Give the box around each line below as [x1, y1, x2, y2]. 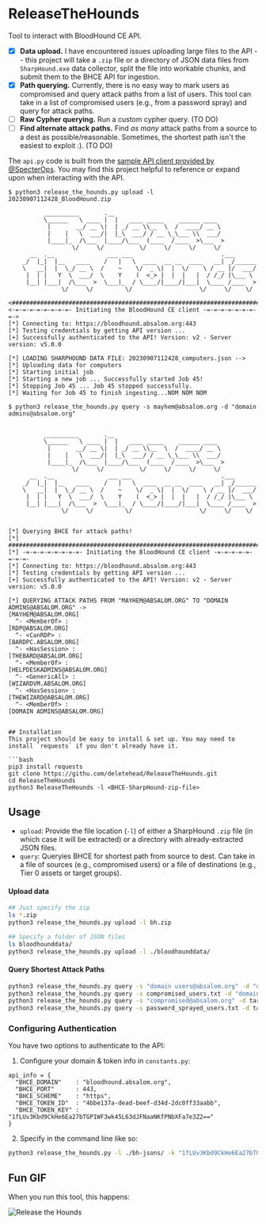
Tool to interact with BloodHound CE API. [8, 31, 142, 40]
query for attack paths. [19, 106, 95, 116]
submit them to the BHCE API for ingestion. [19, 72, 161, 81]
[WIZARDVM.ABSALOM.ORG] [8, 680, 87, 688]
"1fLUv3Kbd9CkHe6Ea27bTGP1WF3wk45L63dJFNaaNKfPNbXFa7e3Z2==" [8, 1113, 215, 1121]
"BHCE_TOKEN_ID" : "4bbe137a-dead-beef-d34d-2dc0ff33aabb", [15, 1099, 222, 1108]
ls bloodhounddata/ [8, 940, 73, 948]
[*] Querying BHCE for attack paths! [8, 528, 133, 536]
